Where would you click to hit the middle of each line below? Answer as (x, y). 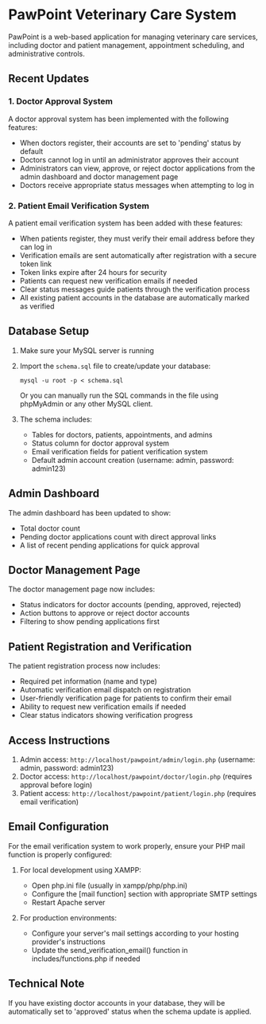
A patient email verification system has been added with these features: (126, 223)
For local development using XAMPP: (80, 869)
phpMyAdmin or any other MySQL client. (86, 403)
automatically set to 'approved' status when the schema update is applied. (130, 1011)
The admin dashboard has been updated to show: (90, 512)
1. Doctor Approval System (61, 101)
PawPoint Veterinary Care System (122, 15)
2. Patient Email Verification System (79, 206)
